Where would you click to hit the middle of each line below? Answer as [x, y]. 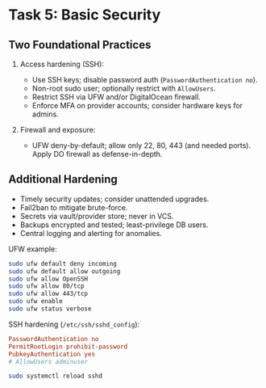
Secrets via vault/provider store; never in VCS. [97, 216]
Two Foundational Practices [80, 45]
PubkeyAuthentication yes [52, 354]
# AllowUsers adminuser [48, 361]
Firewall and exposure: [58, 130]
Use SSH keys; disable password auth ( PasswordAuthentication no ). [145, 80]
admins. [45, 114]
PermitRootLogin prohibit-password [68, 346]
